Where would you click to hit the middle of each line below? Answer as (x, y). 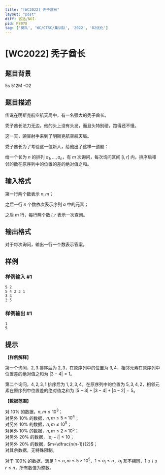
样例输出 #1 (18, 313)
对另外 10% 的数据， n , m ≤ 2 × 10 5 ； (42, 430)
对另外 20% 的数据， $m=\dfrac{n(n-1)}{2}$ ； (51, 444)
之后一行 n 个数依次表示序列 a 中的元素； (47, 204)
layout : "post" (21, 14)
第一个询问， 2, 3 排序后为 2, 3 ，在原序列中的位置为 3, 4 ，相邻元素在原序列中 (82, 368)
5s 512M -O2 (18, 86)
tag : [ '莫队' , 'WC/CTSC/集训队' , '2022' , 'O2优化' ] (57, 28)
